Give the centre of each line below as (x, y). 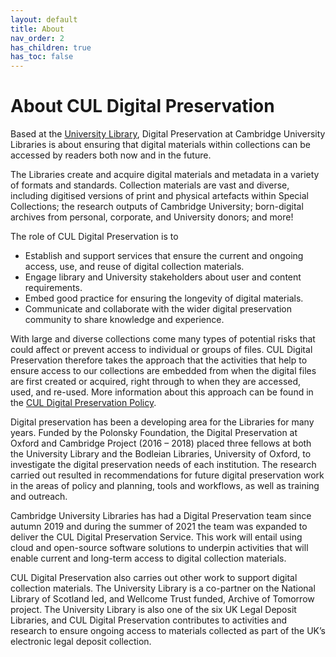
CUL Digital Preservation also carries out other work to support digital (154, 578)
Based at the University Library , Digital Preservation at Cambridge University (168, 134)
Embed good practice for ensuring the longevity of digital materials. (164, 298)
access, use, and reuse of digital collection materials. (134, 267)
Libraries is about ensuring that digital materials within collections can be (160, 145)
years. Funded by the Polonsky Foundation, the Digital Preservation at (154, 433)
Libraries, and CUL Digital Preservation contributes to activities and (149, 620)
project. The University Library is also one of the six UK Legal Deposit (153, 610)
